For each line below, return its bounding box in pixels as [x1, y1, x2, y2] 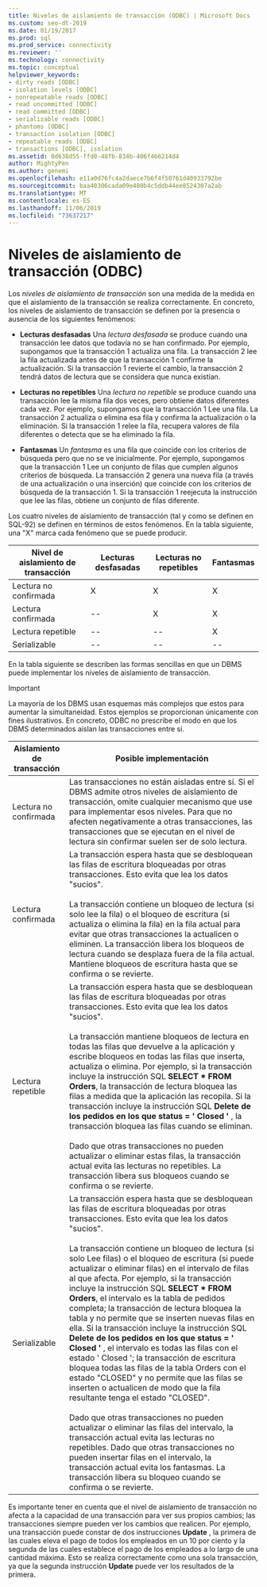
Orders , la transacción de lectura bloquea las [68, 1081, 238, 1092]
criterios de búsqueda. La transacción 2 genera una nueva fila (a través [19, 470, 254, 480]
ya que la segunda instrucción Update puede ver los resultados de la [8, 1562, 234, 1571]
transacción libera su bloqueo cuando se [68, 1472, 221, 1483]
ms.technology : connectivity [8, 57, 105, 64]
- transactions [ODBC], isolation [8, 145, 123, 153]
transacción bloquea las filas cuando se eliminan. [68, 1121, 253, 1132]
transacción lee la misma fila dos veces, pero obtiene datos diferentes [19, 396, 250, 406]
